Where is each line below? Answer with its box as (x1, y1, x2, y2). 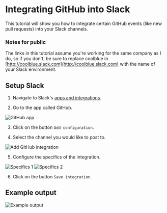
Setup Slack (5, 81, 44, 90)
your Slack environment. (5, 66, 57, 72)
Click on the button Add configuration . (12, 124, 94, 130)
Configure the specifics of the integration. (12, 154, 101, 160)
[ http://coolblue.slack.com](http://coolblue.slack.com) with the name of (5, 61, 155, 67)
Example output (5, 189, 57, 197)
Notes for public (5, 38, 46, 45)
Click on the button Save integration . (12, 174, 92, 180)
